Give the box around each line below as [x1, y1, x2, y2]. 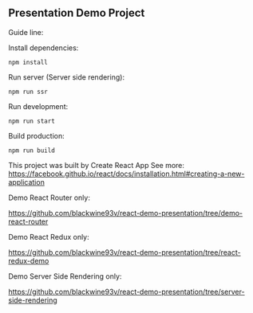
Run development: [8, 101, 69, 111]
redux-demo [8, 256, 49, 265]
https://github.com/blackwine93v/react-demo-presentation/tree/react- [8, 247, 241, 257]
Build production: [8, 131, 65, 140]
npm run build [8, 147, 56, 155]
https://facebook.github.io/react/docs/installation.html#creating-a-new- [8, 169, 245, 178]
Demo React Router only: [8, 193, 90, 202]
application [8, 177, 45, 186]
